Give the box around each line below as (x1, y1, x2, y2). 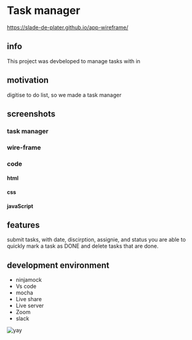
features (7, 220, 40, 230)
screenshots (7, 109, 56, 119)
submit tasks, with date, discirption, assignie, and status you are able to (7, 236, 186, 243)
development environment (7, 260, 110, 270)
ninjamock (15, 276, 42, 284)
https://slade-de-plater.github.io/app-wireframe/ (7, 24, 129, 31)
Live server (15, 302, 44, 310)
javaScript (7, 202, 33, 209)
